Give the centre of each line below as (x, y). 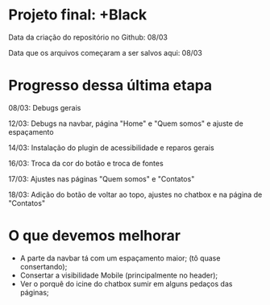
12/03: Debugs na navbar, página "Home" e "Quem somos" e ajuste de (126, 123)
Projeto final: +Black (78, 15)
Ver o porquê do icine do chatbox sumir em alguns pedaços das (126, 283)
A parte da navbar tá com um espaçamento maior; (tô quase (120, 258)
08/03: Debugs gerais (45, 107)
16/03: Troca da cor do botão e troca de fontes (86, 163)
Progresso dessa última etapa (110, 86)
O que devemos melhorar (95, 236)
